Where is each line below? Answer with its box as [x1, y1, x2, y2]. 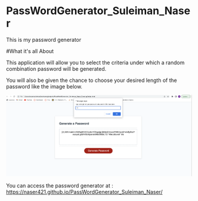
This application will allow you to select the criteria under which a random [6, 59, 184, 66]
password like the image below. [6, 83, 82, 90]
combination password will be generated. [6, 65, 107, 72]
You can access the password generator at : [6, 182, 114, 189]
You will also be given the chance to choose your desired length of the [6, 77, 177, 84]
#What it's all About [6, 47, 54, 54]
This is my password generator [6, 36, 81, 43]
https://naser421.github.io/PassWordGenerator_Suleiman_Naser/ [6, 188, 163, 195]
